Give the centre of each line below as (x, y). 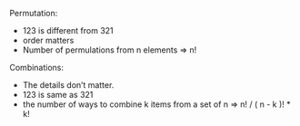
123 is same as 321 (58, 95)
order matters (48, 40)
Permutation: (34, 13)
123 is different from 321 (68, 30)
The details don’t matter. (68, 85)
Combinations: (37, 68)
